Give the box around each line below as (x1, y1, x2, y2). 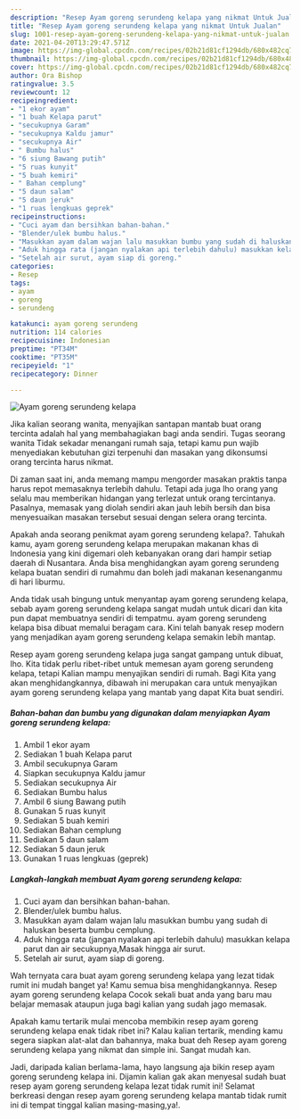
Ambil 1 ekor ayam (22, 740, 91, 750)
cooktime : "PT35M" (10, 352, 78, 361)
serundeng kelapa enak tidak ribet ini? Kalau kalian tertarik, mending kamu (10, 1025, 284, 1036)
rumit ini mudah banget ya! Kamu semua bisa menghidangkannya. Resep (10, 980, 278, 991)
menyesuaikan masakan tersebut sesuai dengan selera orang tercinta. (10, 512, 268, 523)
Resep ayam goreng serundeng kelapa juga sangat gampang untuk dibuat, (10, 649, 284, 660)
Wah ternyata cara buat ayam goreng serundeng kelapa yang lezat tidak (10, 970, 275, 982)
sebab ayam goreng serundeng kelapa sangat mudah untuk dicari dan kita (10, 603, 283, 614)
